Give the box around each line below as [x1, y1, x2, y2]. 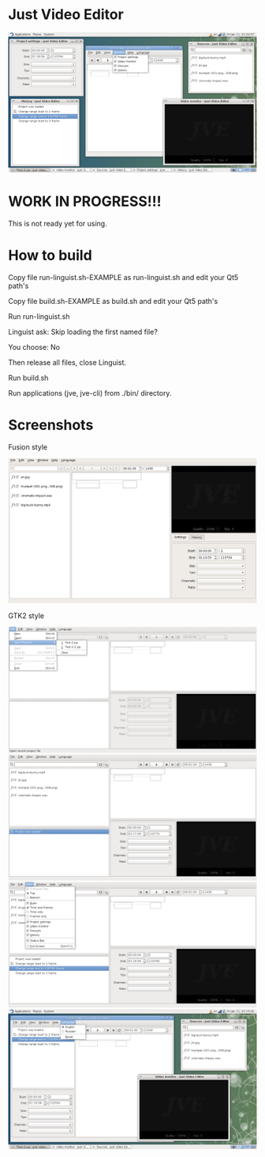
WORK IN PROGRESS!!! [8, 192, 162, 211]
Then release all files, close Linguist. [8, 358, 127, 367]
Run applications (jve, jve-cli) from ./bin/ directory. [8, 388, 172, 397]
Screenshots [8, 416, 94, 434]
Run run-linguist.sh [8, 311, 70, 321]
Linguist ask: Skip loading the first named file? [8, 327, 158, 336]
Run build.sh [8, 373, 49, 382]
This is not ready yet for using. [8, 218, 108, 228]
